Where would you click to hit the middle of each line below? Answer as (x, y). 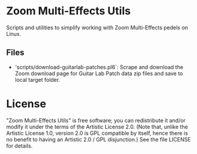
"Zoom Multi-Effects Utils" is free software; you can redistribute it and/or (96, 120)
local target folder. (37, 79)
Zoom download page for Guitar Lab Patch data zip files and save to (99, 73)
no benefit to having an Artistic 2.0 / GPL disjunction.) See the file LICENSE (99, 139)
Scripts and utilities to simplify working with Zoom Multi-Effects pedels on (97, 27)
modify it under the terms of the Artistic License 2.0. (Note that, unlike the (97, 127)
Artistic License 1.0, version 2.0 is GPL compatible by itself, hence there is (97, 133)
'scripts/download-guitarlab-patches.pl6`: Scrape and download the (99, 67)
